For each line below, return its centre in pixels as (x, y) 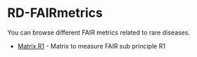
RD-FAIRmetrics (55, 13)
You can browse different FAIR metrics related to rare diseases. (99, 32)
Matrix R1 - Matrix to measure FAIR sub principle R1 (91, 46)
